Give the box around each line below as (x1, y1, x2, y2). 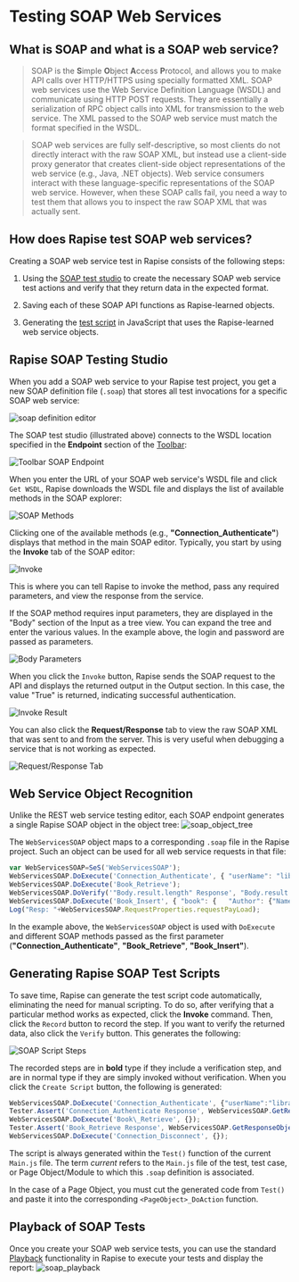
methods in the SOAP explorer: (9, 493, 123, 504)
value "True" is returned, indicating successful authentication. (9, 689, 237, 700)
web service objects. (21, 326, 100, 337)
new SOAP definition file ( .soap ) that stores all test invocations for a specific (9, 386, 287, 396)
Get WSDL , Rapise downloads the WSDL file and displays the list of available (9, 483, 285, 494)
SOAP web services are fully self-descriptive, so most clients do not (30, 140, 281, 150)
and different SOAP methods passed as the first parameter (9, 930, 224, 941)
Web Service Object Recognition (9, 787, 194, 802)
